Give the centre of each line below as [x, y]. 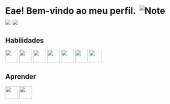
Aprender [21, 77]
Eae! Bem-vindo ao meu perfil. [71, 11]
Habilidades [25, 40]
